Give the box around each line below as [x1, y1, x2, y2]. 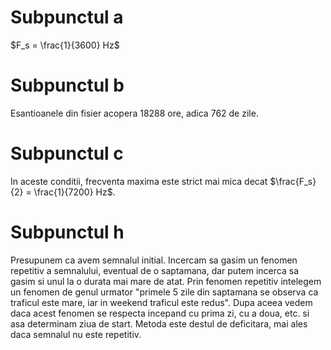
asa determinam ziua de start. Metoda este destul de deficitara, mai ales [10, 317, 308, 330]
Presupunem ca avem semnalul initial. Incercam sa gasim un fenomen [10, 254, 298, 266]
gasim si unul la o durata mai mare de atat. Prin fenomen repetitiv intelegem [10, 275, 322, 287]
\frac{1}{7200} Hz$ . [33, 186, 116, 198]
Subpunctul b [10, 74, 125, 97]
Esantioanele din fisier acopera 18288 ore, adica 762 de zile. [10, 107, 259, 119]
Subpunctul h [10, 221, 125, 243]
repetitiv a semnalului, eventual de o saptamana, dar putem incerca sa [10, 264, 300, 276]
